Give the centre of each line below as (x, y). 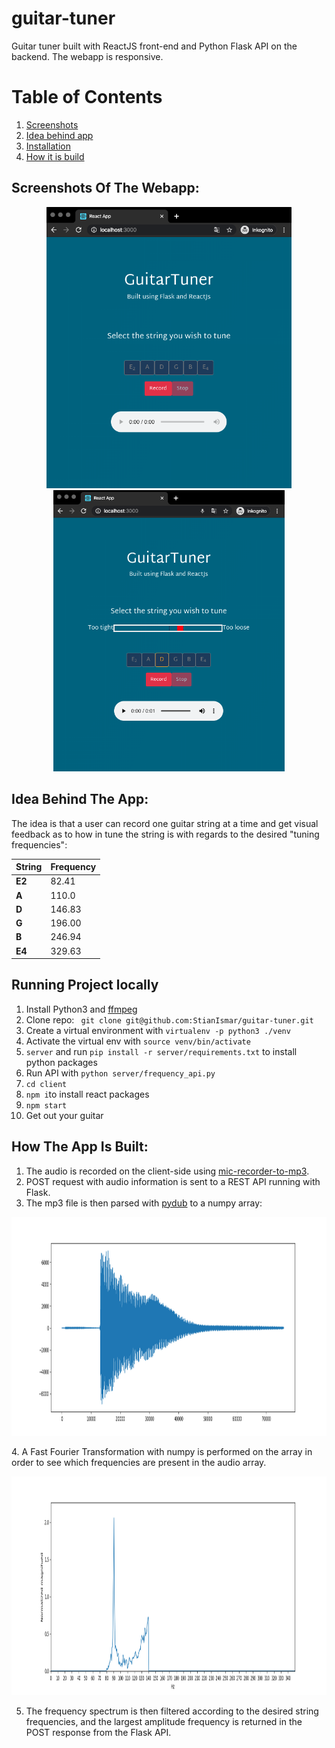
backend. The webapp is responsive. (87, 56)
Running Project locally (85, 985)
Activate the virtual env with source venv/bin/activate (138, 1041)
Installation (48, 146)
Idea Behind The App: (80, 799)
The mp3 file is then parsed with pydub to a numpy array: (144, 1203)
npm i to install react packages (87, 1094)
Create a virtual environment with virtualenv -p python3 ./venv (158, 1030)
